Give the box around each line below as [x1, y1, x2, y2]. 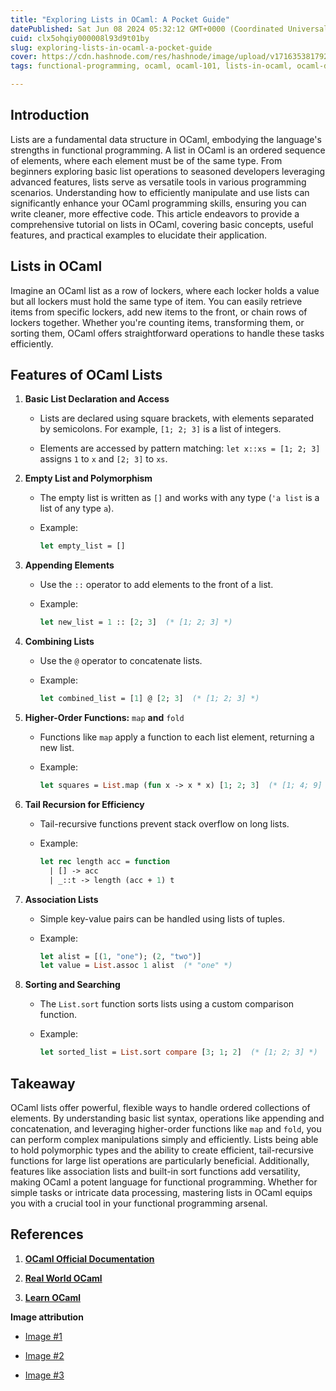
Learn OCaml [24, 1291, 81, 1303]
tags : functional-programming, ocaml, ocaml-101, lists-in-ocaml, [10, 61, 293, 71]
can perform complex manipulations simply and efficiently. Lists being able [10, 1134, 319, 1145]
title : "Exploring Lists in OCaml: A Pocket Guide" [10, 14, 230, 25]
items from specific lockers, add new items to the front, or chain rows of [10, 306, 308, 318]
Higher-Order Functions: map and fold [24, 712, 185, 724]
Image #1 [24, 1330, 63, 1342]
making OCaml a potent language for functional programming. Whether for [10, 1176, 318, 1188]
